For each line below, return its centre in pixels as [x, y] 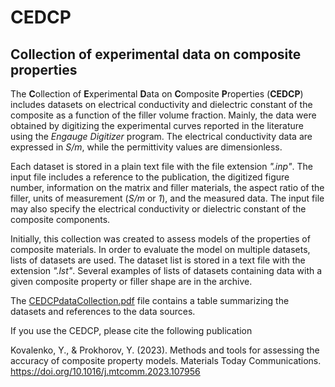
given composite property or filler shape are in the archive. [131, 281]
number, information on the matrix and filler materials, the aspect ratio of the [167, 187]
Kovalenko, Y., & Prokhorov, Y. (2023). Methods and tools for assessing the [165, 350]
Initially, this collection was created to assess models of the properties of [160, 239]
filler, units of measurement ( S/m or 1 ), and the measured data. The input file [167, 198]
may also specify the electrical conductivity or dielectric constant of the [158, 209]
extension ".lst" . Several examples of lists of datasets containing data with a [166, 270]
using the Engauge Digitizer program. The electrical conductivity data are [161, 136]
